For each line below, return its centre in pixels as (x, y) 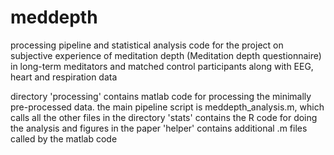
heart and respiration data (64, 77)
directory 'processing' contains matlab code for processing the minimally (161, 96)
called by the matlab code (64, 138)
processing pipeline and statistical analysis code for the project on (147, 45)
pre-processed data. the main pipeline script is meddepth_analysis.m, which (167, 107)
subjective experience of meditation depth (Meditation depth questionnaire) (166, 55)
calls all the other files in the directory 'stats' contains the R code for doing (164, 117)
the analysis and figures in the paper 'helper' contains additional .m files (159, 128)
